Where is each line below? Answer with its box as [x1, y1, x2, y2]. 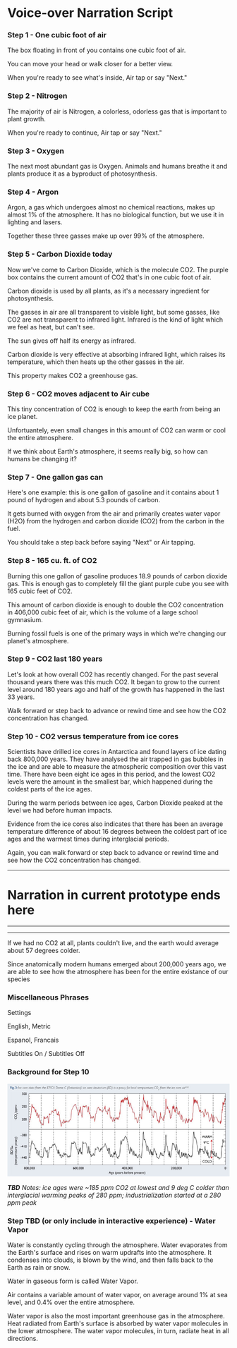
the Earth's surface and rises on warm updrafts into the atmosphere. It [7, 1249, 212, 1257]
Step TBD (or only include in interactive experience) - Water [7, 1216, 217, 1226]
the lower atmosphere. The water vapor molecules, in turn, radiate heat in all [7, 1327, 229, 1335]
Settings [7, 1009, 32, 1017]
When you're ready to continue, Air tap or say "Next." [7, 128, 162, 137]
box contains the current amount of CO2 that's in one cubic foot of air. [7, 273, 212, 281]
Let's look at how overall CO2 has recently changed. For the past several [7, 670, 219, 679]
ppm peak [7, 1198, 37, 1207]
